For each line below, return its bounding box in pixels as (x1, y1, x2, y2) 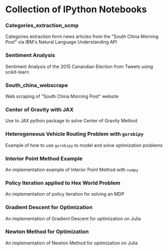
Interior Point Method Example (5, 155, 83, 162)
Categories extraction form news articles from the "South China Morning (5, 33, 159, 39)
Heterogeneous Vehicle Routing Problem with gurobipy (5, 131, 144, 138)
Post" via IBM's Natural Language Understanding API (5, 39, 118, 45)
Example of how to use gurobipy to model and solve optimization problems (5, 142, 163, 148)
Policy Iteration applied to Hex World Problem (5, 179, 120, 186)
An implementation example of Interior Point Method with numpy (5, 166, 139, 173)
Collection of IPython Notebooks (5, 4, 147, 15)
